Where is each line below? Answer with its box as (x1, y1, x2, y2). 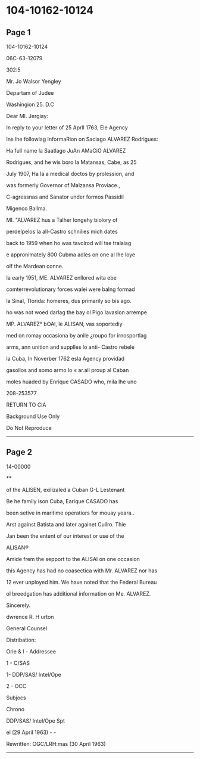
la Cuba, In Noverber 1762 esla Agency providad (6, 355, 125, 362)
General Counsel (6, 624, 48, 632)
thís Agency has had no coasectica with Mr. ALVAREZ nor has (6, 567, 158, 574)
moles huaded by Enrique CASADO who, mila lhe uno (6, 378, 137, 385)
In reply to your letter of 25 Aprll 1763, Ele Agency (6, 124, 128, 131)
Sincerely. (6, 602, 31, 609)
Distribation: (6, 636, 36, 643)
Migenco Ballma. (6, 205, 48, 212)
